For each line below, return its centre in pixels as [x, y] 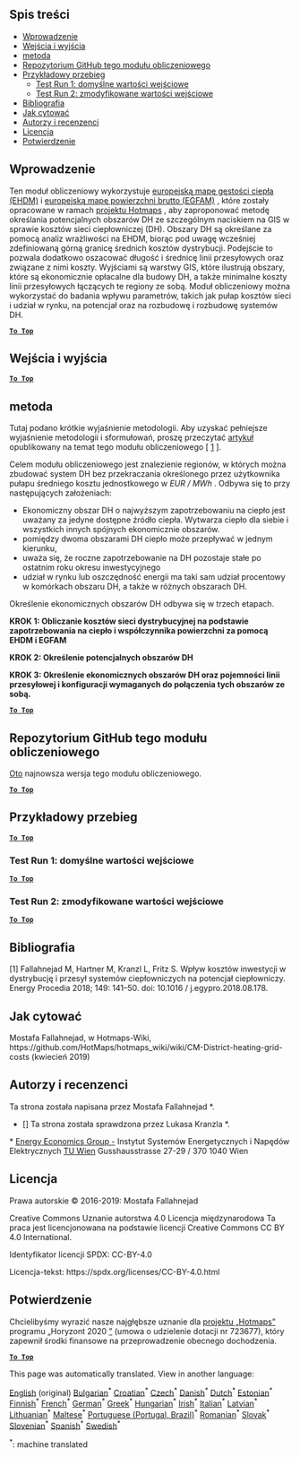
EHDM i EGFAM [38, 641]
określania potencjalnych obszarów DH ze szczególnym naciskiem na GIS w [150, 220]
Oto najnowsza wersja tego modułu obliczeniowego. [106, 773]
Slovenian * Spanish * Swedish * [65, 1425]
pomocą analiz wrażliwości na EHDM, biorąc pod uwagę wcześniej [133, 238]
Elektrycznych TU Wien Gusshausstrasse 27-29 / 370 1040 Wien [129, 1151]
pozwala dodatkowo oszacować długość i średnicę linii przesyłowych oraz [147, 257]
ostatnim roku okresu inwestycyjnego [91, 567]
